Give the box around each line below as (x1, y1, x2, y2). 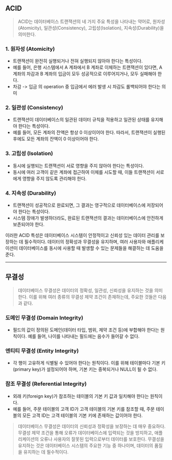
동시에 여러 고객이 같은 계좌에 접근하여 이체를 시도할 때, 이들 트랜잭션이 (12, 169, 155, 175)
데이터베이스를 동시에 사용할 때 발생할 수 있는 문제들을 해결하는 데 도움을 (18, 245, 164, 251)
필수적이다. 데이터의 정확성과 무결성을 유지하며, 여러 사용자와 (24, 238, 146, 245)
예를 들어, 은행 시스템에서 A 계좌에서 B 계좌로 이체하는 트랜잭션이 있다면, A (12, 64, 163, 71)
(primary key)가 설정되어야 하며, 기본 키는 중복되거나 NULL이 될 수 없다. (12, 366, 158, 372)
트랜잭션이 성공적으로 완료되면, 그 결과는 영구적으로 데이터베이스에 (12, 202, 146, 208)
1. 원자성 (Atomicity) (5, 45, 55, 52)
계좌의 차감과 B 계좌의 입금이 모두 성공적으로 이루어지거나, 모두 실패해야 (12, 71, 157, 77)
